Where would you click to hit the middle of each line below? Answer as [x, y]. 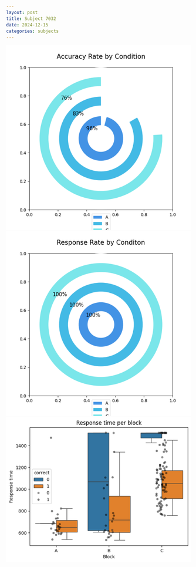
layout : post [22, 12]
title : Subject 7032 [31, 18]
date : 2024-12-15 [27, 25]
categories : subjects [33, 31]
